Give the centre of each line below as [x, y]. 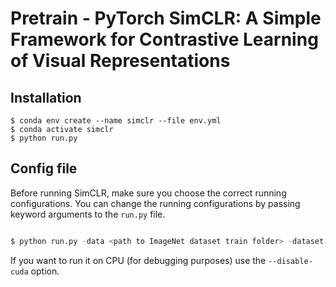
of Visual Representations [120, 61]
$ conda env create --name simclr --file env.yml [116, 121]
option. [45, 271]
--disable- [290, 261]
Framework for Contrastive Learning [164, 39]
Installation [46, 97]
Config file [44, 168]
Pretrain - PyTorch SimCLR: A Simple [166, 18]
